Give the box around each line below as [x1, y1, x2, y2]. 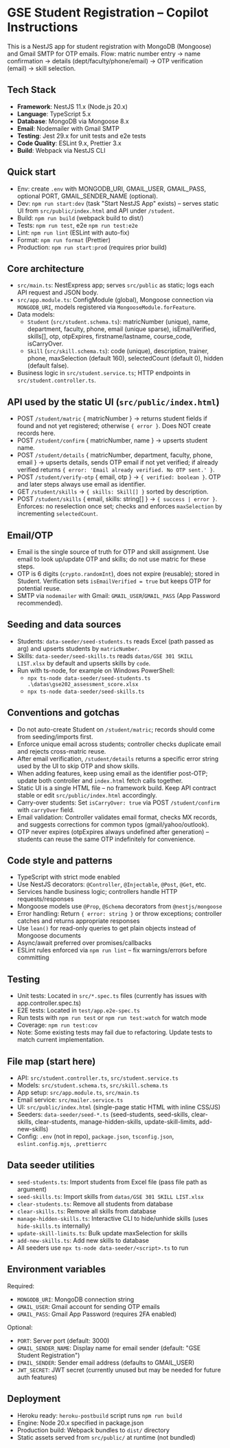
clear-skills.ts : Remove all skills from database [16, 1206, 157, 1215]
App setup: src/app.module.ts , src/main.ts [16, 1089, 139, 1097]
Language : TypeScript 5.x [16, 109, 91, 118]
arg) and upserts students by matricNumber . [16, 644, 139, 652]
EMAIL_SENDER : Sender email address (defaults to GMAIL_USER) [16, 1358, 195, 1367]
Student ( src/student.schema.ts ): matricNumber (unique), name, [27, 318, 211, 326]
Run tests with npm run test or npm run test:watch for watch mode [16, 1014, 207, 1022]
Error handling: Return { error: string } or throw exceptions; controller [16, 910, 222, 918]
